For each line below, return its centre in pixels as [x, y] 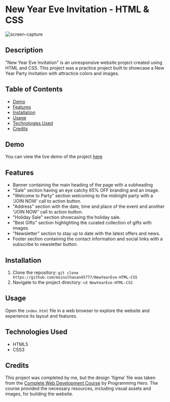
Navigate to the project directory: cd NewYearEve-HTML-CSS [73, 282]
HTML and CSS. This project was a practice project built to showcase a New [85, 68]
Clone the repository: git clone [45, 272]
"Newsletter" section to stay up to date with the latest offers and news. [86, 234]
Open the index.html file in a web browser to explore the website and [78, 311]
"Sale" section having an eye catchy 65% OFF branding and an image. [86, 190]
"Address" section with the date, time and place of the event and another [89, 206]
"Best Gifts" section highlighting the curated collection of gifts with [82, 223]
